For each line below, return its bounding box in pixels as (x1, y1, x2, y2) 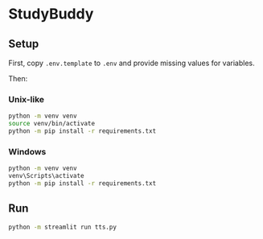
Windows (8, 146, 47, 157)
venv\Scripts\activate (8, 172, 84, 180)
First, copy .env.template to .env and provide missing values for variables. (8, 58, 255, 68)
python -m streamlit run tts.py (8, 223, 117, 231)
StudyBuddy (8, 5, 94, 23)
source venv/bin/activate (8, 120, 95, 128)
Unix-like (8, 93, 45, 105)
